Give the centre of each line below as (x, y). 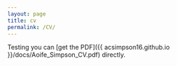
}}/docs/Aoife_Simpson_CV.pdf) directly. (67, 55)
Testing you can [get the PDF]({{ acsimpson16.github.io (88, 48)
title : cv (22, 21)
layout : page (27, 14)
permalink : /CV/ (31, 27)
